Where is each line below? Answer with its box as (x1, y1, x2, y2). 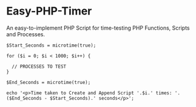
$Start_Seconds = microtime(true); (6, 42, 96, 48)
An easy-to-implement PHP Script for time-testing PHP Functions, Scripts (6, 24, 190, 31)
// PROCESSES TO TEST (12, 63, 67, 70)
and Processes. (6, 30, 46, 37)
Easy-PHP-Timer (6, 4, 92, 18)
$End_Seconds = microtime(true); (6, 79, 91, 85)
